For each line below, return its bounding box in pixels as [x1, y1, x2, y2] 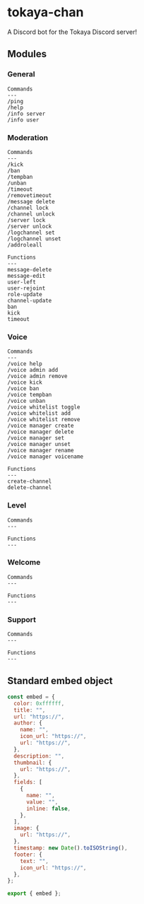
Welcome [7, 558, 41, 568]
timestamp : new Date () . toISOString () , [13, 845, 128, 852]
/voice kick [7, 379, 42, 386]
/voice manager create [7, 422, 74, 430]
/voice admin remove [7, 372, 68, 380]
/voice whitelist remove [7, 416, 80, 423]
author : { [13, 720, 42, 727]
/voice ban [7, 385, 40, 392]
